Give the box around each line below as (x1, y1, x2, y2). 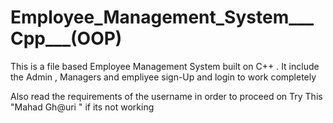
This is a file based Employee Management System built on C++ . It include (10, 60, 320, 72)
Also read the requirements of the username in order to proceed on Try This (10, 90, 323, 102)
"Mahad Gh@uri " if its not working (10, 101, 155, 113)
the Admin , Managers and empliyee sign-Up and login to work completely (10, 71, 317, 83)
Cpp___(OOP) (10, 27, 123, 50)
